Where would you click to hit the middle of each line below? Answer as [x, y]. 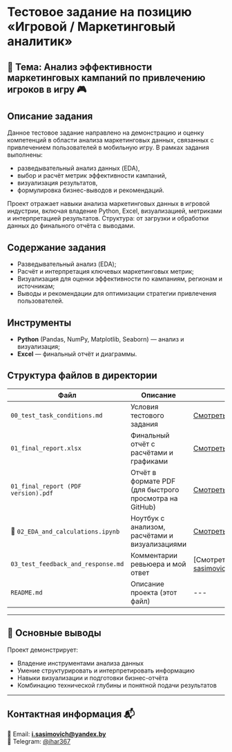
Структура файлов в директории [82, 376]
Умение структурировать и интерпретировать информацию [106, 670]
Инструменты [39, 322]
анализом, [148, 527]
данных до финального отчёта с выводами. [71, 226]
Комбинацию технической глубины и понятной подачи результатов [117, 685]
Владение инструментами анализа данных [80, 663]
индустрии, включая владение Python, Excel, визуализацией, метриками [115, 211]
